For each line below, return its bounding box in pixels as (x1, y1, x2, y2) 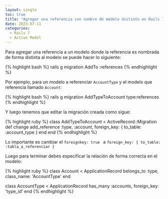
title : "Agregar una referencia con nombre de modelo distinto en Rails (5, 16, 160, 21)
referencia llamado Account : (5, 84, 62, 90)
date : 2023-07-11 (5, 21, 41, 26)
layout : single (5, 7, 37, 12)
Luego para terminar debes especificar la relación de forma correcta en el (5, 153, 157, 159)
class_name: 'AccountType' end (5, 173, 71, 179)
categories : (5, 26, 30, 31)
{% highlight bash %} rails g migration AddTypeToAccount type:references (5, 93, 159, 100)
